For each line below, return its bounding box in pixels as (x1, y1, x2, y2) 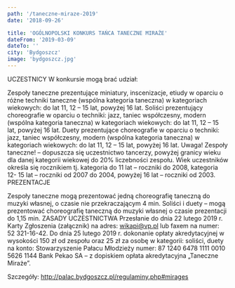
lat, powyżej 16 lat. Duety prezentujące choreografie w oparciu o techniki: (7, 126, 220, 134)
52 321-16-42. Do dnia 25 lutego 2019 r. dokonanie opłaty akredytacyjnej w (7, 229, 224, 237)
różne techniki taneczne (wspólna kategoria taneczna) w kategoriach (7, 96, 207, 104)
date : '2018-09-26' (7, 17, 65, 24)
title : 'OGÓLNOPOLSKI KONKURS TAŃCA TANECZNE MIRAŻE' (7, 30, 168, 37)
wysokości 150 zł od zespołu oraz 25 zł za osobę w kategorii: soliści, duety (7, 236, 224, 244)
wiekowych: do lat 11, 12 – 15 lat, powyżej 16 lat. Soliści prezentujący (7, 103, 203, 112)
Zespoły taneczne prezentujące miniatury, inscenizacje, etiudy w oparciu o (7, 89, 224, 97)
